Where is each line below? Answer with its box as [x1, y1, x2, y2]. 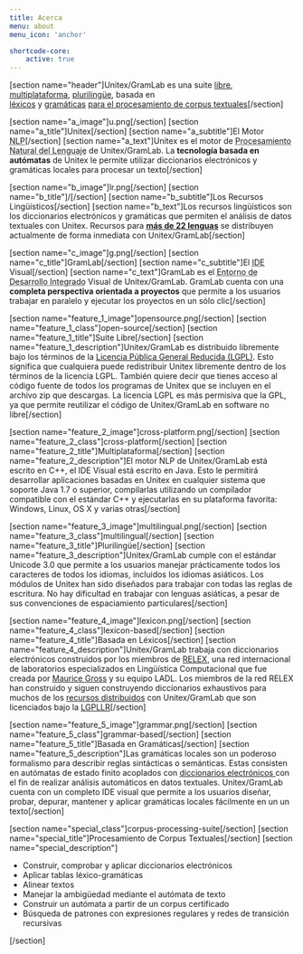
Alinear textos [22, 879, 75, 891]
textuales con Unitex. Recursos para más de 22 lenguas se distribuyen [9, 221, 274, 231]
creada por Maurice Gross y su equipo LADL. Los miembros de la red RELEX [9, 673, 294, 684]
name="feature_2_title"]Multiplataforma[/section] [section [9, 446, 225, 457]
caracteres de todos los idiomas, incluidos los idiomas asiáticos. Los [9, 569, 264, 580]
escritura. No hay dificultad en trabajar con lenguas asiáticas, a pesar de [9, 589, 280, 600]
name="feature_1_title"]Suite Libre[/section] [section [9, 332, 204, 344]
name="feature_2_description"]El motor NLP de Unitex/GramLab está [9, 456, 269, 467]
